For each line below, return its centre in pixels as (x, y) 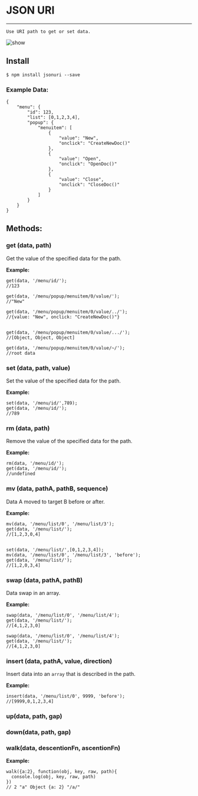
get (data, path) (29, 245)
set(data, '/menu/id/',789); (42, 403)
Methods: (24, 229)
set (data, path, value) (38, 368)
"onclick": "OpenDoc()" (88, 164)
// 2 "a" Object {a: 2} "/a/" (43, 787)
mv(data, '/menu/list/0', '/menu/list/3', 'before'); (74, 555)
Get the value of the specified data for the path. (64, 258)
